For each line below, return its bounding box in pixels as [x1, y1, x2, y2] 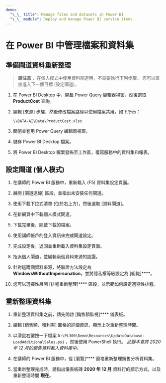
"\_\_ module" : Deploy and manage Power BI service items [10, 16, 133, 21]
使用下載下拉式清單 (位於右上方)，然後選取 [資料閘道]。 [12, 200, 127, 207]
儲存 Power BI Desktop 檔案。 [12, 139, 74, 145]
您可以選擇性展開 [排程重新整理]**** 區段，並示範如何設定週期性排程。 [12, 281, 158, 287]
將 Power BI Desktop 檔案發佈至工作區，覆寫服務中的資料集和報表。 [12, 149, 152, 155]
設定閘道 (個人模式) [5, 165, 65, 174]
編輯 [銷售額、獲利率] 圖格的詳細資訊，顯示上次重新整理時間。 [12, 322, 141, 328]
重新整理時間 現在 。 [12, 373, 54, 378]
